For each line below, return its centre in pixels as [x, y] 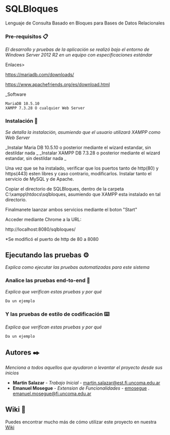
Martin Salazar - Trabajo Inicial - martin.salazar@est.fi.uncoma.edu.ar [87, 383]
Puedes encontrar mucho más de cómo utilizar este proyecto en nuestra [81, 422]
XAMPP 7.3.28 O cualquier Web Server [45, 108]
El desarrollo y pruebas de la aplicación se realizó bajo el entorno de [77, 49]
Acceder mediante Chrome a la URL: [43, 219]
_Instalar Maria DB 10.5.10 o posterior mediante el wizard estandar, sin [78, 147]
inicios [12, 373]
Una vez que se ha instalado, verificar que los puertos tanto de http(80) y [82, 168]
